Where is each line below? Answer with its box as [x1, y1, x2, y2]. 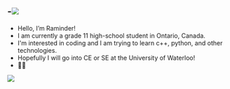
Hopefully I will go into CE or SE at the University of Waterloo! [17, 54, 196, 62]
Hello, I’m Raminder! [17, 24, 76, 32]
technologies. [17, 46, 57, 54]
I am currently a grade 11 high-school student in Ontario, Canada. [17, 31, 205, 40]
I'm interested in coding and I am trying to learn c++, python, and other [17, 38, 223, 47]
